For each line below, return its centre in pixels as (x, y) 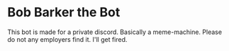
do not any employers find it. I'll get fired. (67, 39)
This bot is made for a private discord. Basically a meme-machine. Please (114, 32)
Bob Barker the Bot (64, 12)
